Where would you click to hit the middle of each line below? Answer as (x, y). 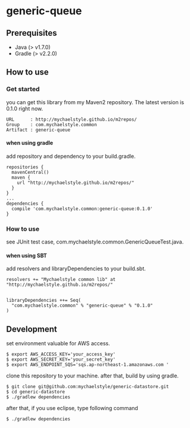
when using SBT (27, 255)
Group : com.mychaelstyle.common (52, 124)
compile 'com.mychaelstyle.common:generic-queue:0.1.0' (82, 209)
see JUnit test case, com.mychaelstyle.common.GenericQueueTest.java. (95, 242)
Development (32, 329)
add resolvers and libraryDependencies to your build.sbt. (76, 268)
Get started (23, 89)
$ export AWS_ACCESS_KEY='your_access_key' (61, 354)
